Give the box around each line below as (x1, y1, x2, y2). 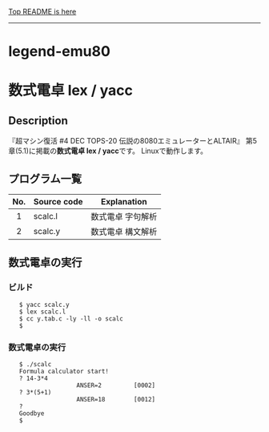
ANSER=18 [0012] (76, 395, 156, 403)
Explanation (100, 196, 147, 207)
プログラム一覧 (8, 172, 82, 185)
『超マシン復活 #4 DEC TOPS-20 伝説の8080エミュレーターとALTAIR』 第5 (8, 136, 258, 146)
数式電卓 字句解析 (90, 212, 158, 222)
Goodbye (18, 409, 45, 418)
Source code (33, 196, 83, 207)
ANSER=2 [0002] (76, 381, 156, 390)
